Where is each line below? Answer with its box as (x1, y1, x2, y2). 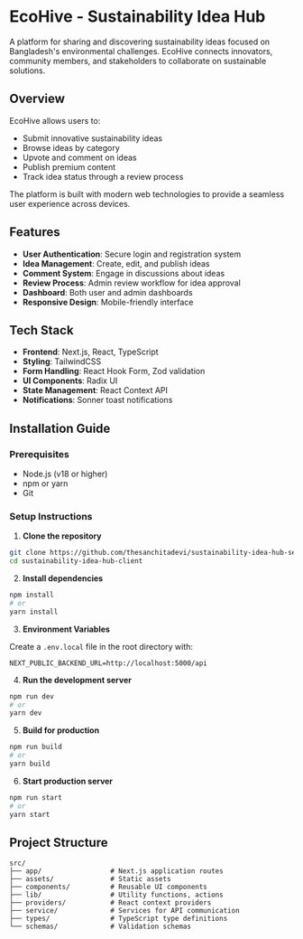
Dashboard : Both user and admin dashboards (22, 286, 193, 297)
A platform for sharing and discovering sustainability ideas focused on (9, 36, 271, 47)
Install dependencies (22, 573, 104, 584)
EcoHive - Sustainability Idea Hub (9, 6, 266, 27)
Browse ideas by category (22, 142, 120, 153)
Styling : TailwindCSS (22, 356, 102, 367)
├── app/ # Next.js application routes (9, 867, 224, 876)
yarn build (9, 759, 50, 769)
